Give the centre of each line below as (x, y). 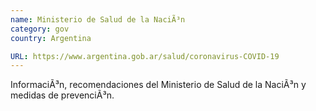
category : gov (40, 29)
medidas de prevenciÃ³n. (62, 95)
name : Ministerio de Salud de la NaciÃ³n (98, 19)
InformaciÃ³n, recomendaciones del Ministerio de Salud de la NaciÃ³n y (158, 85)
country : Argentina (51, 38)
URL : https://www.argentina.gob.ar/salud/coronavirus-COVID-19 (145, 56)
